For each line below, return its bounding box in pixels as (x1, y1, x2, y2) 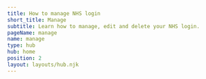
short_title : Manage (7, 16, 67, 23)
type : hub (7, 42, 36, 49)
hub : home (7, 49, 36, 56)
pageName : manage (7, 29, 58, 36)
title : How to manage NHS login (7, 10, 101, 17)
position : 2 (7, 55, 42, 62)
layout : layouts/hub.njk (7, 61, 79, 68)
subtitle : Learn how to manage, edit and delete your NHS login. (7, 23, 200, 30)
